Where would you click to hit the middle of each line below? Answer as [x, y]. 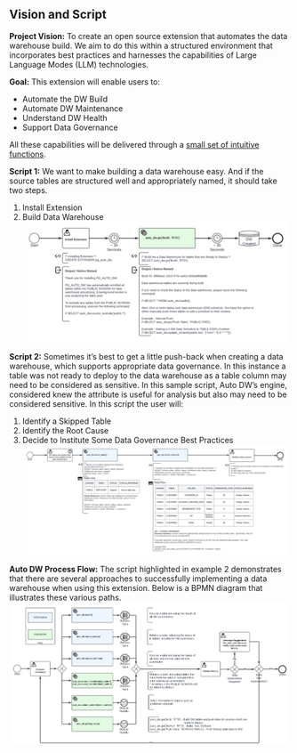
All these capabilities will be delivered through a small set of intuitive [134, 144]
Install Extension [52, 207]
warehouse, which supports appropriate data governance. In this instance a [148, 366]
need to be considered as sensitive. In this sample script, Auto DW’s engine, [148, 385]
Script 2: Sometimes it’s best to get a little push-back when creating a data [146, 357]
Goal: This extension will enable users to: [85, 81]
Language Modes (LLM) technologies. [79, 64]
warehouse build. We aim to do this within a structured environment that [141, 45]
